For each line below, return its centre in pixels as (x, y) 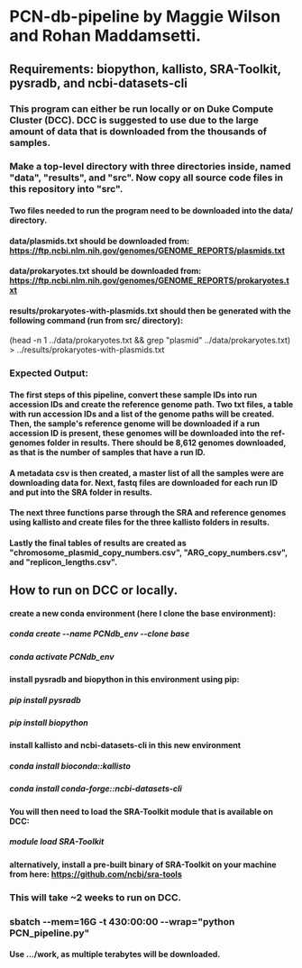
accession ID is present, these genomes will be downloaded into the (139, 433)
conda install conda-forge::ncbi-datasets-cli (96, 789)
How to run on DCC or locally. (94, 591)
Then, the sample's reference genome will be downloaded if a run (135, 423)
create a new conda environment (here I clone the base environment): (143, 613)
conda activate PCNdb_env (62, 656)
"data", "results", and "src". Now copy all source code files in (146, 178)
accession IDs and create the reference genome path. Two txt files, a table (151, 404)
